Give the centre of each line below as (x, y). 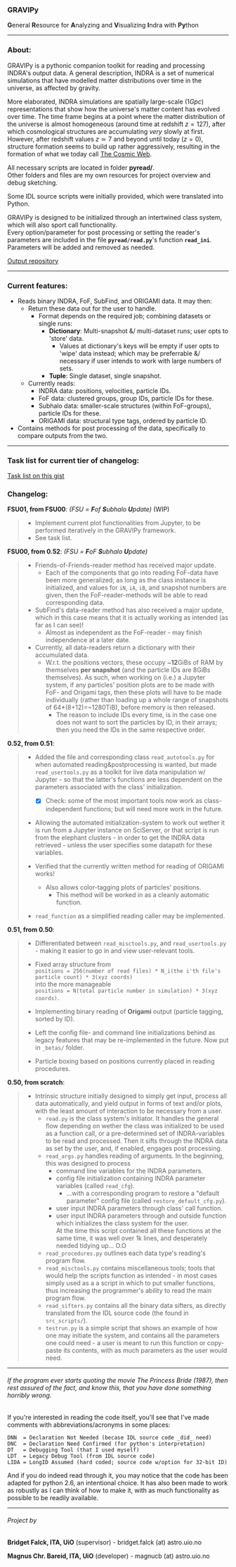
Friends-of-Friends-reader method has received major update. (125, 566)
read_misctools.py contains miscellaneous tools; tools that (130, 1268)
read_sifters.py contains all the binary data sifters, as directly (136, 1305)
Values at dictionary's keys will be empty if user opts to (139, 346)
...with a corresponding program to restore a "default (143, 1193)
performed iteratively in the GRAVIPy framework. (105, 530)
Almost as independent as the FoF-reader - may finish (124, 632)
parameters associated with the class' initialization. (109, 787)
